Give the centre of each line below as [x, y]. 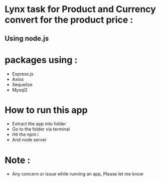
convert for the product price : [69, 20]
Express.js [23, 74]
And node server [29, 140]
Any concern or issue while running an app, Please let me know [77, 174]
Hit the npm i [25, 134]
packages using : [41, 60]
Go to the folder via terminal [41, 129]
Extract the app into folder [39, 124]
